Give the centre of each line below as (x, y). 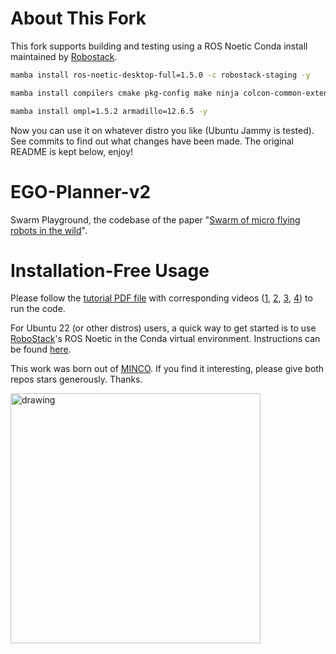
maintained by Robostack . (64, 56)
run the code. (38, 309)
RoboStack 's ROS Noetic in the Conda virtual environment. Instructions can (165, 339)
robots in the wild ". (49, 230)
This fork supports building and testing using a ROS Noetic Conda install (159, 46)
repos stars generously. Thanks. (76, 379)
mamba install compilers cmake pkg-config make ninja (125, 93)
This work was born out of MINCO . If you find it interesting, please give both (167, 369)
